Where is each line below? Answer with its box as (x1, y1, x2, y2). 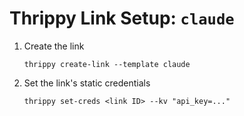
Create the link (23, 40, 85, 52)
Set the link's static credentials (23, 77, 151, 89)
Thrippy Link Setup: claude (9, 7, 235, 30)
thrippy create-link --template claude (23, 59, 191, 69)
